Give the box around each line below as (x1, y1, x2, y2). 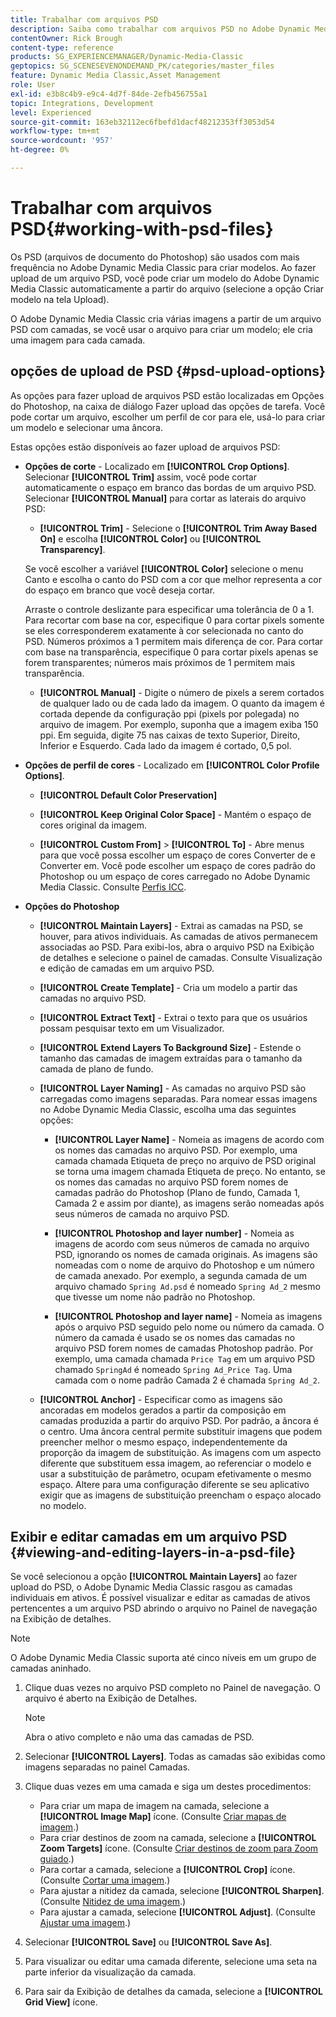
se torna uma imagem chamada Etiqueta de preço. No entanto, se (54, 1165, 326, 1177)
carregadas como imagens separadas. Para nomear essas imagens (39, 1092, 318, 1105)
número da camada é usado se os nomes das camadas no (54, 1331, 296, 1343)
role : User (10, 80, 56, 90)
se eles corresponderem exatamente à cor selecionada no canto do (24, 624, 304, 636)
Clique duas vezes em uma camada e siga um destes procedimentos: (24, 1781, 312, 1793)
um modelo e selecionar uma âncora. (10, 421, 163, 433)
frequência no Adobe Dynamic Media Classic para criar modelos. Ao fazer (10, 261, 317, 273)
